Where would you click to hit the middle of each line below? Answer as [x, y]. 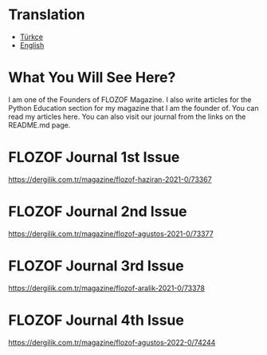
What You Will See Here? [92, 78]
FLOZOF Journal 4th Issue [96, 320]
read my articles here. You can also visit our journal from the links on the [127, 116]
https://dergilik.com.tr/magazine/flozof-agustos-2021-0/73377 [111, 234]
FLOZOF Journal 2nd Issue [98, 211]
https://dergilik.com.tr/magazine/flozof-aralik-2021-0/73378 [107, 288]
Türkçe [31, 37]
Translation [47, 15]
